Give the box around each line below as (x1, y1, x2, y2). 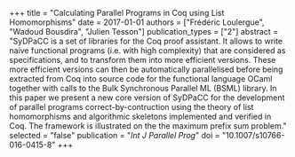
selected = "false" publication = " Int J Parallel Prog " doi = (9, 130, 220, 140)
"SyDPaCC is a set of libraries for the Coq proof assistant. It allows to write (9, 35, 283, 46)
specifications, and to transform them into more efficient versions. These (9, 55, 276, 65)
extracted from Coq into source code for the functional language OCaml (9, 74, 273, 83)
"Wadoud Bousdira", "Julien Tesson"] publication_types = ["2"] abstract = (9, 27, 278, 36)
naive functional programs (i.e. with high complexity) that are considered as (9, 45, 286, 56)
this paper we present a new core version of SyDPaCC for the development (9, 92, 285, 103)
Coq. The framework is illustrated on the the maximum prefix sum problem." (9, 121, 287, 131)
